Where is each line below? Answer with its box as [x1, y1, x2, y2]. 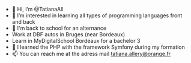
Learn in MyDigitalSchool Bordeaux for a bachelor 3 [11, 37, 141, 44]
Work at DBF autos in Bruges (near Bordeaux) [11, 31, 126, 38]
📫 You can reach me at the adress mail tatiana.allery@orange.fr [11, 51, 171, 57]
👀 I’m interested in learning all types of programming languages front [11, 12, 183, 19]
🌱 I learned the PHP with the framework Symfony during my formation [11, 43, 185, 51]
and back [11, 18, 35, 25]
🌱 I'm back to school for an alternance [11, 24, 107, 31]
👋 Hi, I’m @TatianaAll [11, 6, 64, 12]
